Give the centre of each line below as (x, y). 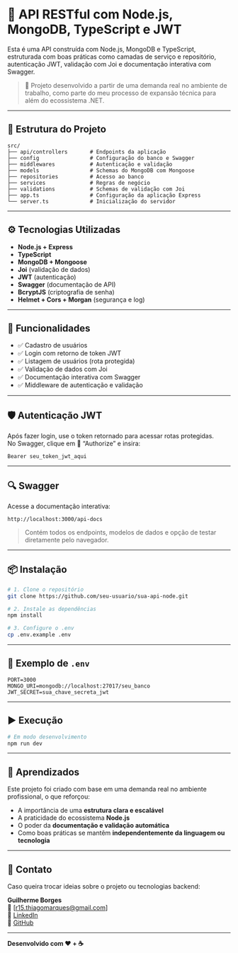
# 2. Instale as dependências (52, 609)
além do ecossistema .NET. (64, 100)
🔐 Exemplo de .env (49, 664)
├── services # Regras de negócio (79, 183)
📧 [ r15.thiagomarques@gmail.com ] (58, 908)
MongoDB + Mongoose (52, 262)
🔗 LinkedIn (23, 915)
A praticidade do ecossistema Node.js (73, 818)
